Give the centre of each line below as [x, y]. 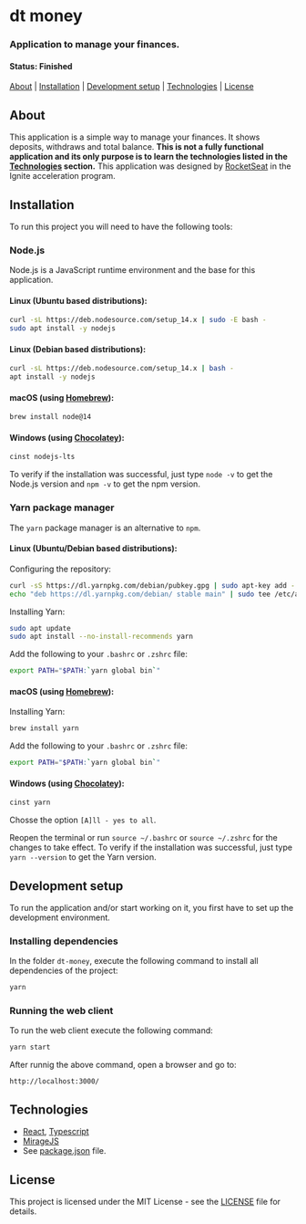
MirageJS [41, 1141]
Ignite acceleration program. [62, 176]
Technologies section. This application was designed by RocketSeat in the [150, 166]
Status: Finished [41, 66]
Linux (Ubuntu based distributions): [78, 300]
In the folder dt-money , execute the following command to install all [134, 961]
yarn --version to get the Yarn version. [83, 857]
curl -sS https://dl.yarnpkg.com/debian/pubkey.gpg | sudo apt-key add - [153, 585]
